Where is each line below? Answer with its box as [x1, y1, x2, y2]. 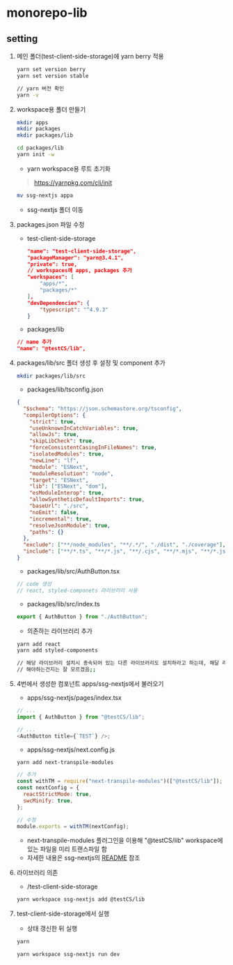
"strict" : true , [29, 418, 77, 425]
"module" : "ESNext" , [29, 463, 89, 470]
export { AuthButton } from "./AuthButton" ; [16, 613, 148, 620]
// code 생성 [16, 581, 51, 588]
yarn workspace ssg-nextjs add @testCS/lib [16, 896, 145, 903]
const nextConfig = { [16, 784, 79, 791]
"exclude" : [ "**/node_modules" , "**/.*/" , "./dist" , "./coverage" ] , [23, 541, 226, 548]
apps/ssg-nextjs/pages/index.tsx [26, 694, 122, 702]
